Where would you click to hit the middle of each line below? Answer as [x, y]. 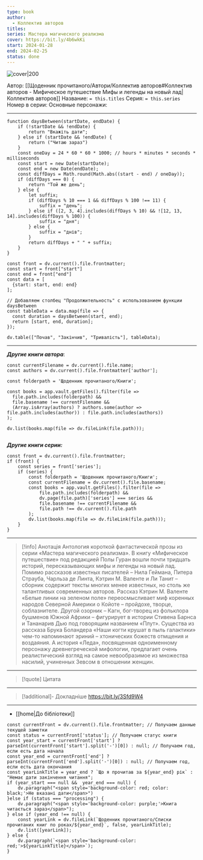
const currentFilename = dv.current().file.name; [70, 365]
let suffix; [44, 195]
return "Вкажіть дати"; [58, 132]
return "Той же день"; [57, 184]
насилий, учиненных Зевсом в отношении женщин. [88, 662]
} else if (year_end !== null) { [49, 814]
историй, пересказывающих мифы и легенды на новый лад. [99, 566]
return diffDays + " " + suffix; [70, 242]
